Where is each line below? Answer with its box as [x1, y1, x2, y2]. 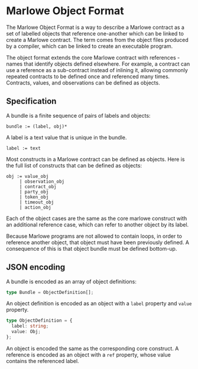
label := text [6, 145, 41, 151]
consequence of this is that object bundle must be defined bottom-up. [6, 245, 177, 252]
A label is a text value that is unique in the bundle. [6, 134, 127, 141]
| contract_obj [19, 183, 57, 190]
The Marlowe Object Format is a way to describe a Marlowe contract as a [6, 24, 185, 31]
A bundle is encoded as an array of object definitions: [6, 278, 137, 285]
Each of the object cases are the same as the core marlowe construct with [6, 215, 187, 222]
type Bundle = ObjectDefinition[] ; [6, 289, 94, 295]
